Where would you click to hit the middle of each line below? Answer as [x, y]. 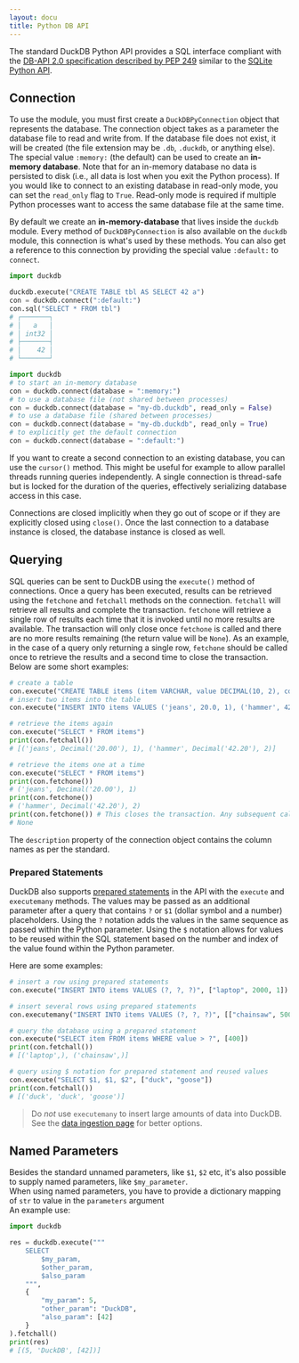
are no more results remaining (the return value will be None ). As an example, [149, 638]
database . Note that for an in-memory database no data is [150, 167]
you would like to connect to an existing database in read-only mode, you [144, 186]
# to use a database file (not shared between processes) [119, 399]
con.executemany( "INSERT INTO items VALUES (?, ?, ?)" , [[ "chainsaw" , [143, 1015]
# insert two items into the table [75, 699]
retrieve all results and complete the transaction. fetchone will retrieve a [140, 609]
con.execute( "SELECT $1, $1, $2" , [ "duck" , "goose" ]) [111, 1080]
